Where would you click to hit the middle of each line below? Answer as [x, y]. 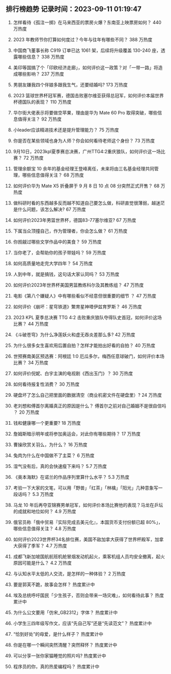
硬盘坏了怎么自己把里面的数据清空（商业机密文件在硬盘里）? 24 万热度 [88, 395]
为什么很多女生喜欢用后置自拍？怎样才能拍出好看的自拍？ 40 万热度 [84, 345]
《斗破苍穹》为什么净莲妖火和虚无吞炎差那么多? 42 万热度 [74, 334]
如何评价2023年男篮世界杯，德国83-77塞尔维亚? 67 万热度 [75, 220]
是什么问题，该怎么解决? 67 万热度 [49, 209]
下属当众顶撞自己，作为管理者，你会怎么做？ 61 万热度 [70, 231]
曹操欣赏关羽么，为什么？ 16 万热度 [50, 445]
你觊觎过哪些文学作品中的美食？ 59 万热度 [57, 242]
